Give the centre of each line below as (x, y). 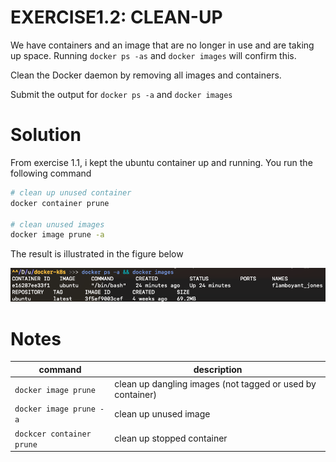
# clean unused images (57, 224)
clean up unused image (162, 413)
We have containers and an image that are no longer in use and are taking (162, 45)
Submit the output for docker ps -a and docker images (121, 94)
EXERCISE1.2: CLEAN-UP (116, 17)
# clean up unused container (71, 192)
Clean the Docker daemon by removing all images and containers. (146, 75)
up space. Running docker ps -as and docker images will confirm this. (153, 55)
